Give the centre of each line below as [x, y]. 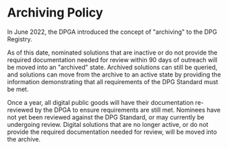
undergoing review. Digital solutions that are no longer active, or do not [108, 124]
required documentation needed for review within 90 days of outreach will [112, 59]
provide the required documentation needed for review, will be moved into [112, 132]
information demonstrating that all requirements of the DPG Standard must [113, 81]
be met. [18, 89]
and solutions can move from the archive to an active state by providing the [114, 74]
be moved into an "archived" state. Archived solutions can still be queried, [112, 67]
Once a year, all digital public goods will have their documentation [101, 102]
